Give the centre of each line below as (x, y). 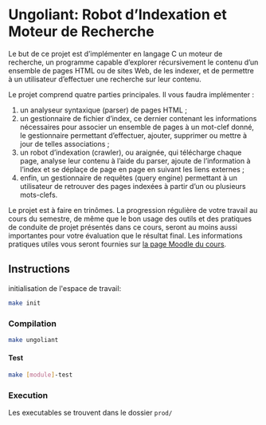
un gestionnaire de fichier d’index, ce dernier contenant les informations (138, 118)
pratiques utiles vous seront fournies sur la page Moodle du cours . (117, 244)
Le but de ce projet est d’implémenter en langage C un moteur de (115, 53)
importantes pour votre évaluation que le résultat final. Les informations (125, 235)
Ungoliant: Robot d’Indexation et (117, 15)
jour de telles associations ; (65, 144)
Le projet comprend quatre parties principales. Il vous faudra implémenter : (131, 94)
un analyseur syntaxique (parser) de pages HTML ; (103, 110)
